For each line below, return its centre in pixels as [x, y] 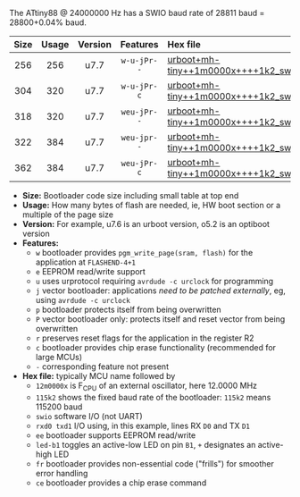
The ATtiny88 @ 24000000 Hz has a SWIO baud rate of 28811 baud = [137, 13]
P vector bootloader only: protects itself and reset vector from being [160, 319]
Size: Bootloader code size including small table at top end [130, 195]
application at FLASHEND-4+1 [86, 262]
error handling [62, 473]
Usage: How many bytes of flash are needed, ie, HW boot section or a [151, 205]
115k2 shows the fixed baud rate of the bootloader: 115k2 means [153, 397]
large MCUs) [59, 357]
